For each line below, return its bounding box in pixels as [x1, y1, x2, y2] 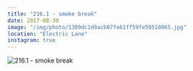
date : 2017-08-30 [7, 17, 59, 24]
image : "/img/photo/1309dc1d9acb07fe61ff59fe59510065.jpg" [7, 23, 187, 31]
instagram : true [7, 37, 56, 44]
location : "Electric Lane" [7, 30, 88, 38]
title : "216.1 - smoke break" [7, 10, 98, 18]
